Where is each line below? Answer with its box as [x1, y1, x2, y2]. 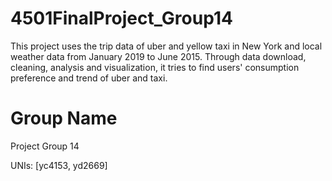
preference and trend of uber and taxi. [10, 72, 168, 84]
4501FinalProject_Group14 [10, 7, 233, 30]
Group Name [10, 107, 118, 130]
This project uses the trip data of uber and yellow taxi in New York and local [10, 40, 323, 52]
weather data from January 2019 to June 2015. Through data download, [10, 50, 307, 62]
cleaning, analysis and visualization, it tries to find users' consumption [10, 61, 300, 73]
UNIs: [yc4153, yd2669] [10, 159, 108, 171]
